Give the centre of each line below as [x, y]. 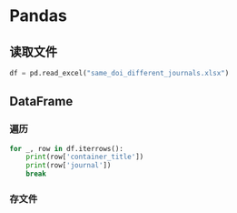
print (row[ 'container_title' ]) [85, 157]
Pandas [39, 16]
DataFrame [41, 101]
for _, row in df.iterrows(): [67, 148]
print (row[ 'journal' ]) [69, 166]
